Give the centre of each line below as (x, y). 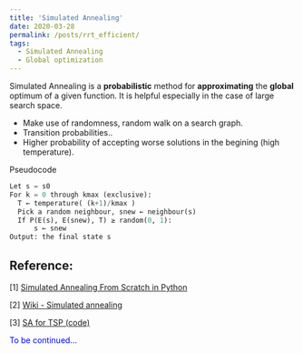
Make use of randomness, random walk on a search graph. (132, 123)
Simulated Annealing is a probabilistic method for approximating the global (152, 86)
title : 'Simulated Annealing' (67, 18)
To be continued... (43, 340)
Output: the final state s (60, 237)
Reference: (41, 265)
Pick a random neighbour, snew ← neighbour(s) (107, 212)
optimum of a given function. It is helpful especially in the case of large (142, 96)
